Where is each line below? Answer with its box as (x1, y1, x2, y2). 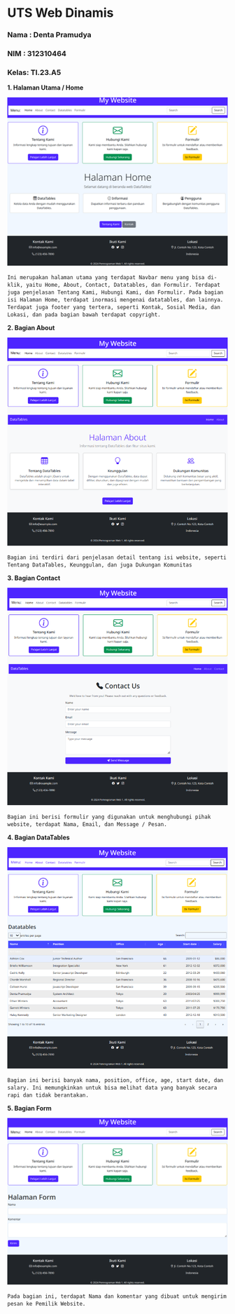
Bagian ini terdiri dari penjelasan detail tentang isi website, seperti (7, 554, 227, 561)
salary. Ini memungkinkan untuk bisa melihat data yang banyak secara (7, 1085, 218, 1092)
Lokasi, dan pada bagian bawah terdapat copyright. (7, 311, 161, 318)
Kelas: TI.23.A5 (7, 67, 62, 77)
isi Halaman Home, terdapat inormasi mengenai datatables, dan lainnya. (7, 297, 224, 304)
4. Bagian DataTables (7, 833, 70, 842)
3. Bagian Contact (7, 574, 61, 582)
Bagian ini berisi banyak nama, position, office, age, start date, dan (7, 1077, 224, 1084)
